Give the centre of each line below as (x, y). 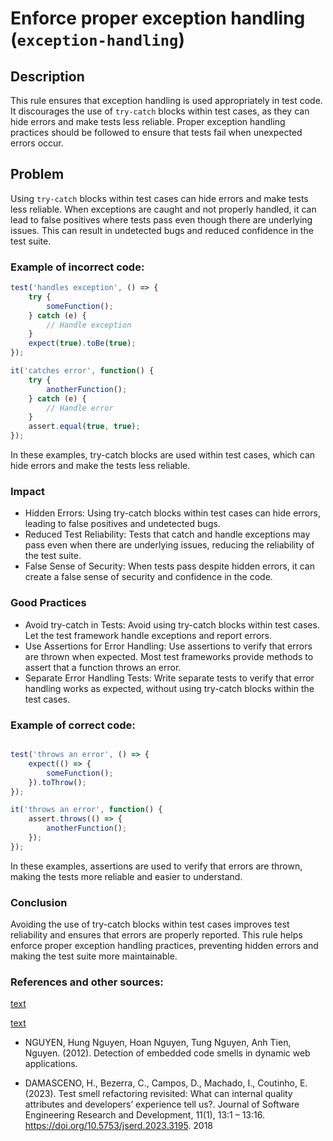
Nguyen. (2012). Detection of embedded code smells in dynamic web (167, 1053)
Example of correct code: (73, 725)
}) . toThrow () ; (57, 782)
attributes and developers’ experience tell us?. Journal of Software (162, 1104)
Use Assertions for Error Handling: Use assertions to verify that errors (168, 646)
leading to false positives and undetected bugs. (122, 524)
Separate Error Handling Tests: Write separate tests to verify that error (169, 678)
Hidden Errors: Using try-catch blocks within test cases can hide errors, (172, 513)
